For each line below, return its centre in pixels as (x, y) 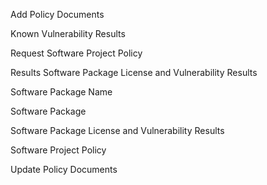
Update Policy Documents (64, 169)
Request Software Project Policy (76, 53)
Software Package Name (61, 92)
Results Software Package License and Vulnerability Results (134, 72)
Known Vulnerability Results (68, 33)
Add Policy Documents (57, 14)
